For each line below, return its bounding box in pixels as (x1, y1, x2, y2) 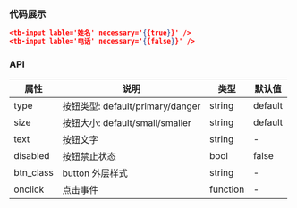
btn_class (13, 167, 54, 179)
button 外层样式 (62, 167, 128, 179)
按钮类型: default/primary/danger (62, 100, 201, 112)
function (209, 183, 245, 196)
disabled (13, 150, 50, 162)
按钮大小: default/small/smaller (62, 117, 192, 129)
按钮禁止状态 (62, 150, 116, 162)
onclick (13, 183, 45, 196)
